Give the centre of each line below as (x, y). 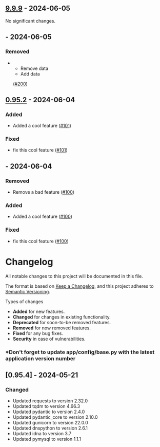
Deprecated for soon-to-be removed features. (62, 322)
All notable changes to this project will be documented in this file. (74, 276)
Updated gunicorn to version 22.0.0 (50, 423)
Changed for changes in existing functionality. (62, 317)
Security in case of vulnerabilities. (49, 339)
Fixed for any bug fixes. (38, 333)
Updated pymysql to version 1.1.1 (47, 439)
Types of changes (24, 301)
